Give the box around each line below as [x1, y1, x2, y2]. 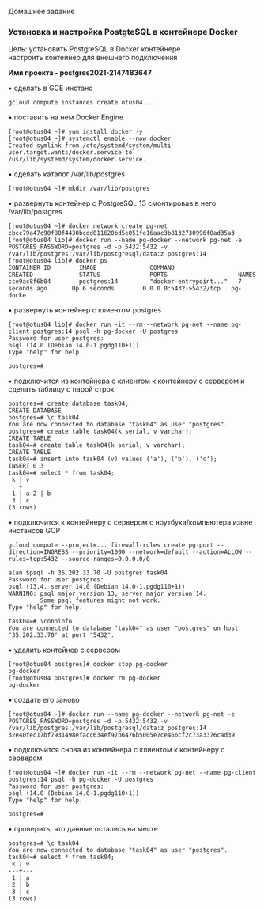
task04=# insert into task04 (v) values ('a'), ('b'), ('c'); [8, 455, 217, 464]
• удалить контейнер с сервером [8, 645, 121, 655]
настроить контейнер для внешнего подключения [8, 53, 178, 62]
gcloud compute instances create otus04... [8, 99, 154, 107]
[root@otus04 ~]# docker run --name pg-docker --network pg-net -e [8, 710, 236, 718]
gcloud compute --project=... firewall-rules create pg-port [8, 541, 214, 549]
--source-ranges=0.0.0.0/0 [61, 555, 150, 563]
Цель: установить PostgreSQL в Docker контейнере [8, 44, 181, 54]
